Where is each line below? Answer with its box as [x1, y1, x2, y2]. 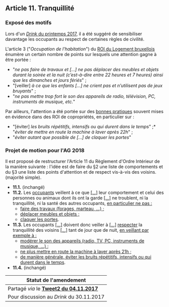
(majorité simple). [5, 174, 42, 180]
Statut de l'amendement [26, 276, 86, 283]
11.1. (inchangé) [12, 184, 45, 190]
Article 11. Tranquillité [5, 4, 75, 13]
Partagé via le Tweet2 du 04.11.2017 [8, 285, 98, 292]
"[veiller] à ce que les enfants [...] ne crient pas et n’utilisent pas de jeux [12, 82, 163, 88]
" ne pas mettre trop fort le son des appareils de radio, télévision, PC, [12, 93, 156, 99]
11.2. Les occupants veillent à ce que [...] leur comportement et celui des [12, 189, 164, 195]
